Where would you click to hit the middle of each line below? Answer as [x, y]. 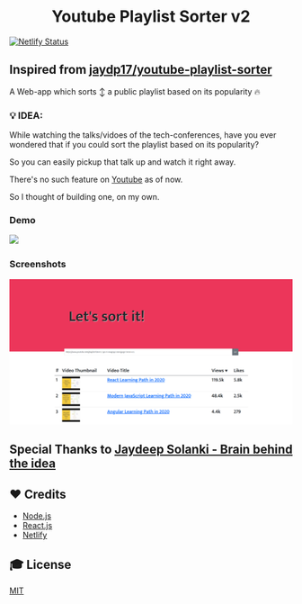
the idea [33, 464]
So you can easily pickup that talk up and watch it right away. [123, 162]
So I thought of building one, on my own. [84, 197]
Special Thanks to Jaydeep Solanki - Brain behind [151, 450]
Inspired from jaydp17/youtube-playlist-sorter [141, 70]
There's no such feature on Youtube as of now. [96, 180]
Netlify [35, 535]
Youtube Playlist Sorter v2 [151, 17]
